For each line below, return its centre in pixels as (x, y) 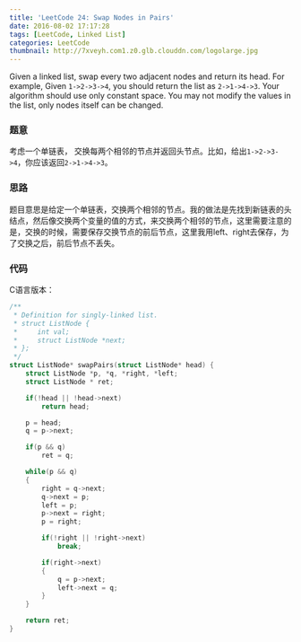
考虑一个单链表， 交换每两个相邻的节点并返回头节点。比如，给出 (128, 151)
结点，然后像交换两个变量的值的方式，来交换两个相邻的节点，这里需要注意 (146, 220)
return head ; (66, 406)
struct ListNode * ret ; (70, 382)
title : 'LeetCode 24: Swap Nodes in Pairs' (92, 18)
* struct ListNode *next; (69, 340)
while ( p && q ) (52, 472)
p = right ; (62, 522)
